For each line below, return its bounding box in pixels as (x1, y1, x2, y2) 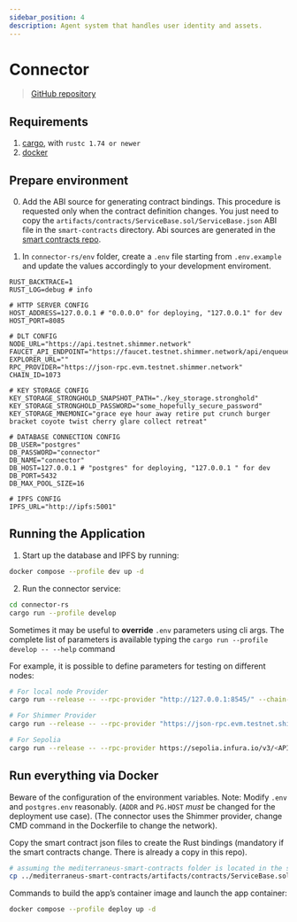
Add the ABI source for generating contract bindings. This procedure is (21, 197, 281, 207)
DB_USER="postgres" (9, 440, 81, 450)
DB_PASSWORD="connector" (9, 448, 101, 457)
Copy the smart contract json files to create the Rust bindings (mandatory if (9, 837, 285, 848)
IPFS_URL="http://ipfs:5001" (9, 502, 117, 512)
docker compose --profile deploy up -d (9, 905, 156, 914)
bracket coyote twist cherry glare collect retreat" (9, 417, 208, 426)
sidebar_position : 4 (9, 12, 86, 22)
